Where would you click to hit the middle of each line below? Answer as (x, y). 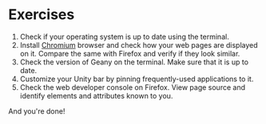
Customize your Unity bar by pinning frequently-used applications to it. (137, 79)
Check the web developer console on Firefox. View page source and (133, 87)
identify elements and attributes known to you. (96, 95)
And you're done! (37, 111)
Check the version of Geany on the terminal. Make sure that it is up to (134, 62)
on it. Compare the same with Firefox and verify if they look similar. (130, 53)
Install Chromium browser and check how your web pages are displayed (139, 45)
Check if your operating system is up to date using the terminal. (124, 37)
